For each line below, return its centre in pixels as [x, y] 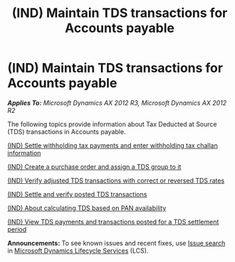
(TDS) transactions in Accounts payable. [67, 131]
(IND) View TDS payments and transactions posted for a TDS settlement [113, 222]
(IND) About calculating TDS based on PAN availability [87, 208]
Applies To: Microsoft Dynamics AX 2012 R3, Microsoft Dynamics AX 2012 [117, 103]
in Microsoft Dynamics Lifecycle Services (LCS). [78, 251]
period [17, 229]
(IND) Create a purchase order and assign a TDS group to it [94, 167]
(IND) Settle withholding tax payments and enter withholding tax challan [113, 145]
